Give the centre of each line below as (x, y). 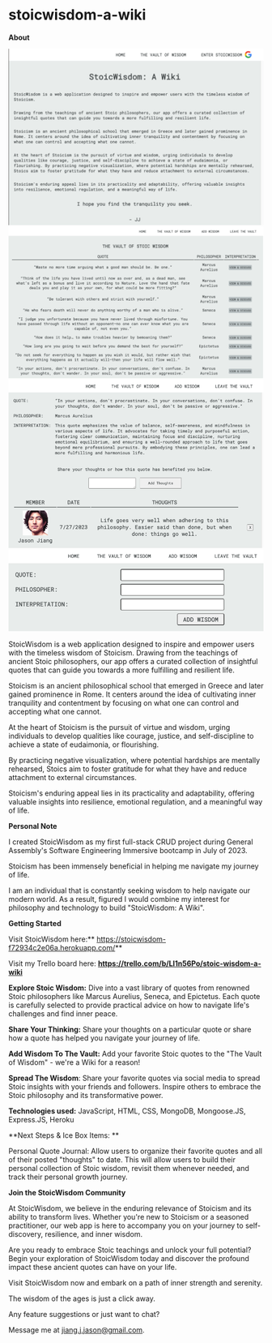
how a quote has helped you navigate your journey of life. (104, 1038)
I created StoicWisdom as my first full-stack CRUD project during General (131, 842)
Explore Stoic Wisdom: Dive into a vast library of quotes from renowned (129, 988)
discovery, (26, 1234)
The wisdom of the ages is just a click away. (82, 1298)
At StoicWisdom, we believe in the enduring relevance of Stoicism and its (130, 1208)
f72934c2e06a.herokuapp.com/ (62, 947)
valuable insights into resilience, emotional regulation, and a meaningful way (136, 801)
